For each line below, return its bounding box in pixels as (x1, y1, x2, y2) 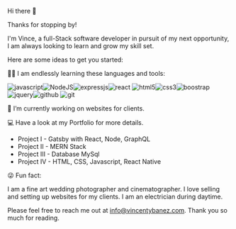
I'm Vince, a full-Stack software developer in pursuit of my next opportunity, (7, 34, 230, 43)
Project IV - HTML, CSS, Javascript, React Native (17, 157, 162, 166)
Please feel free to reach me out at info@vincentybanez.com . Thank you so (7, 206, 228, 214)
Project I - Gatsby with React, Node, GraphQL (17, 135, 151, 143)
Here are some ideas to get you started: (7, 55, 124, 64)
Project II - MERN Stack (17, 143, 86, 150)
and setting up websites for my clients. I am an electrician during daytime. (7, 192, 223, 201)
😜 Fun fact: (7, 171, 42, 179)
